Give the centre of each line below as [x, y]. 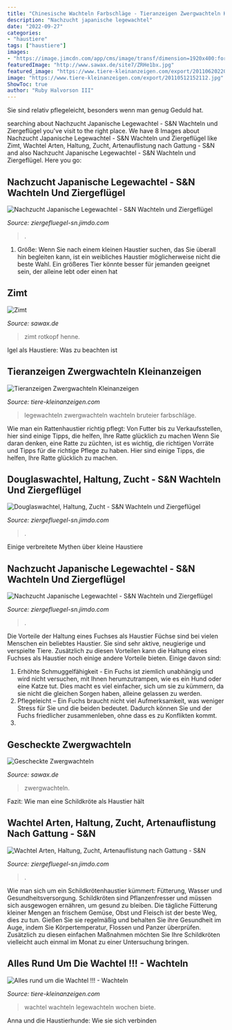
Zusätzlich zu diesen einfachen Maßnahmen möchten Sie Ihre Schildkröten [114, 934]
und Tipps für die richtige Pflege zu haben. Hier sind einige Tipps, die [106, 450]
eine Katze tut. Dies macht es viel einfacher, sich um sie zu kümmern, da [120, 686]
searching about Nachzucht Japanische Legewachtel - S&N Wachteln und [113, 124]
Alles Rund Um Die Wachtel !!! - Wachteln [98, 964]
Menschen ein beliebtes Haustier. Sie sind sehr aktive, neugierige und [106, 643]
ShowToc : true [28, 84]
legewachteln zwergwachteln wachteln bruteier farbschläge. [110, 415]
